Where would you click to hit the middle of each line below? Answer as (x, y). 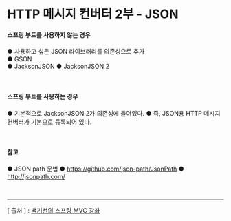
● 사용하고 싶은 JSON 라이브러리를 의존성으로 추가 (76, 52)
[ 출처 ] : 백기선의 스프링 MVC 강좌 (54, 210)
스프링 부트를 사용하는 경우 (43, 96)
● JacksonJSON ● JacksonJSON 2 (58, 67)
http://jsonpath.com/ (36, 176)
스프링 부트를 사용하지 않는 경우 (49, 34)
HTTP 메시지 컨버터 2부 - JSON (93, 14)
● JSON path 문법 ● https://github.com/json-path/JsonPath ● (96, 169)
